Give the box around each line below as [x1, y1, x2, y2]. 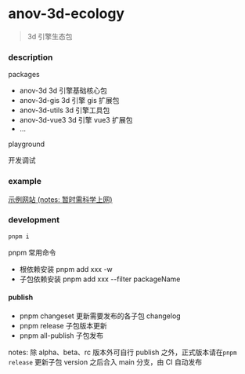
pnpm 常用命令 [8, 247, 56, 257]
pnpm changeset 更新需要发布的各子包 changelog [19, 311, 182, 321]
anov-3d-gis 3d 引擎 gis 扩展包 [19, 96, 120, 105]
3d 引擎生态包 [27, 31, 73, 41]
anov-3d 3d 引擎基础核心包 [19, 86, 107, 95]
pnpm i [8, 233, 30, 240]
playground [8, 139, 45, 149]
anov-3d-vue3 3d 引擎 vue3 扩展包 [19, 115, 133, 125]
